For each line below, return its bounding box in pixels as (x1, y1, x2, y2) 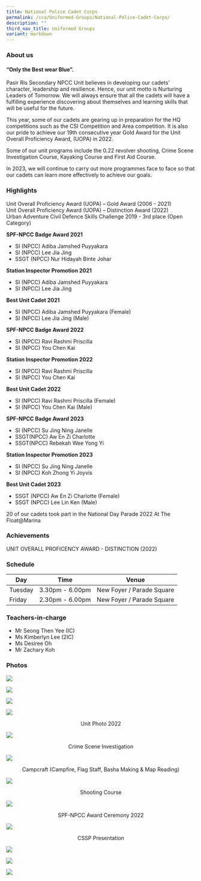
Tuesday (9, 586, 34, 594)
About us (6, 51, 34, 59)
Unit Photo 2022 (80, 720, 121, 727)
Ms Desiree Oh (14, 640, 52, 647)
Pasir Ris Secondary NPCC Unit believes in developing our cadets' (6, 79, 170, 86)
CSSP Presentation (77, 834, 125, 841)
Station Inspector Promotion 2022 (6, 355, 93, 363)
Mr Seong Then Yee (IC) (14, 627, 75, 634)
